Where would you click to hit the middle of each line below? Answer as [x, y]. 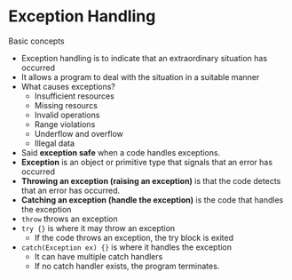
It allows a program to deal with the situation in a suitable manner [140, 76]
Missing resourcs [66, 105]
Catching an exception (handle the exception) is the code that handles [152, 200]
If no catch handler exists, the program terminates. [127, 266]
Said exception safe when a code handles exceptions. [121, 152]
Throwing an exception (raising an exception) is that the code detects [151, 180]
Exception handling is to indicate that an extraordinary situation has [144, 58]
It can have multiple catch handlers [99, 256]
